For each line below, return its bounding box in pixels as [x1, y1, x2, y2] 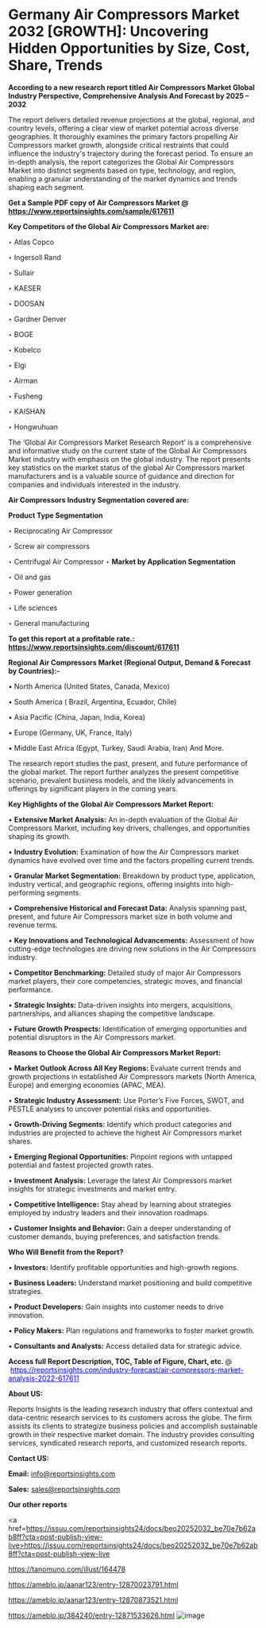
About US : [8, 1389, 44, 1398]
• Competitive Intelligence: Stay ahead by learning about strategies [8, 1199, 232, 1209]
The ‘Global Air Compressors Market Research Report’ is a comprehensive [8, 437, 252, 447]
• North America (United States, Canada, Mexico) [8, 682, 171, 691]
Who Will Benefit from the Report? [8, 1247, 124, 1257]
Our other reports [8, 1499, 67, 1509]
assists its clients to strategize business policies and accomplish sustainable [8, 1421, 258, 1431]
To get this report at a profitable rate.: [8, 634, 135, 643]
